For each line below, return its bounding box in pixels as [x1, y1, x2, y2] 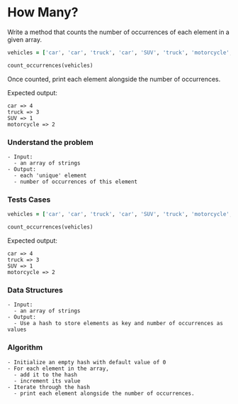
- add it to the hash [13, 371, 78, 378]
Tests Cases [7, 195, 51, 204]
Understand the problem [7, 137, 93, 147]
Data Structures [7, 285, 64, 295]
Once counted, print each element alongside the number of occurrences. [7, 75, 221, 83]
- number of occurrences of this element [13, 178, 138, 185]
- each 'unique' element [13, 172, 87, 179]
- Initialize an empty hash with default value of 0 [7, 359, 166, 366]
